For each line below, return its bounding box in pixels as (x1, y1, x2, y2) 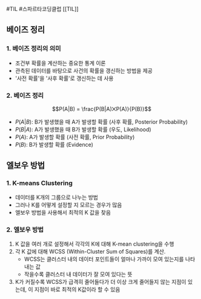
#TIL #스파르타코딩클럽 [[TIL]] (6, 5, 79, 12)
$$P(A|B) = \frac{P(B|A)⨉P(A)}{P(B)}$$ (52, 105, 151, 112)
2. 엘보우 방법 (6, 225, 44, 233)
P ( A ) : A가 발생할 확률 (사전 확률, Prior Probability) (15, 133, 135, 141)
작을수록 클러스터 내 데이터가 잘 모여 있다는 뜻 (24, 270, 133, 278)
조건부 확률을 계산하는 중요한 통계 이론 (15, 59, 106, 67)
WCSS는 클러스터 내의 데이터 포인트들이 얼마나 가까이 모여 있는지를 (24, 255, 184, 263)
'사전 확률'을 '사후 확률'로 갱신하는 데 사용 (15, 75, 114, 82)
